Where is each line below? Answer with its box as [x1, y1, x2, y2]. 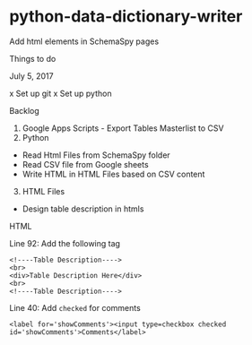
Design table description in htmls [22, 203, 144, 214]
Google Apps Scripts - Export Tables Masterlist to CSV [22, 123, 224, 134]
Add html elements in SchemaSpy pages [9, 36, 160, 47]
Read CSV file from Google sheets [22, 159, 150, 169]
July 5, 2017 [9, 70, 54, 82]
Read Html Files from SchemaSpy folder [22, 150, 170, 160]
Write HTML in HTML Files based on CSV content [22, 168, 205, 179]
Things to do [9, 53, 56, 64]
